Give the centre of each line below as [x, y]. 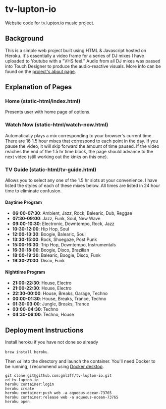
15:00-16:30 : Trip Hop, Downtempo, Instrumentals [64, 245]
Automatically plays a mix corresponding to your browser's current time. [79, 135]
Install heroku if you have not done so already [52, 342]
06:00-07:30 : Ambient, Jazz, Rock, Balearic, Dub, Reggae [72, 213]
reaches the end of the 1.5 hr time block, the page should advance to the [79, 151]
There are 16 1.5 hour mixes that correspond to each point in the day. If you [82, 141]
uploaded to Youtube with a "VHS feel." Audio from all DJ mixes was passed [83, 61]
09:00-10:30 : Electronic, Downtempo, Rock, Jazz [63, 224]
